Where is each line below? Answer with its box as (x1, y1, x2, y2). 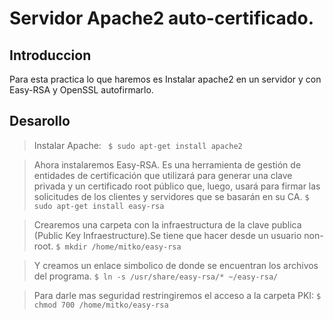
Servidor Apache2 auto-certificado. (9, 7, 315, 30)
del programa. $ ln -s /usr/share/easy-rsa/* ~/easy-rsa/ (33, 270, 279, 282)
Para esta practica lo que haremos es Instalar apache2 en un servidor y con (9, 73, 322, 85)
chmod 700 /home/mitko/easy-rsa (33, 300, 169, 310)
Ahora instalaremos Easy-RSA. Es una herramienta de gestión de (33, 158, 302, 171)
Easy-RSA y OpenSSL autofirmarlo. (9, 84, 154, 96)
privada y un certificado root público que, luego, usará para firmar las (33, 180, 321, 192)
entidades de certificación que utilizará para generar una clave (33, 169, 293, 181)
